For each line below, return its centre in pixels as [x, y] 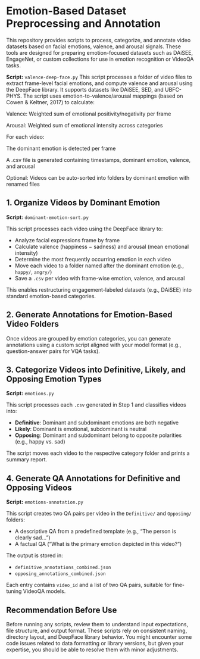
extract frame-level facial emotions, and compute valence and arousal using [99, 83]
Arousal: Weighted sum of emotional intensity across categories [85, 125]
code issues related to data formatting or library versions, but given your [95, 643]
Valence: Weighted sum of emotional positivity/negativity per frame [89, 114]
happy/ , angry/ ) [33, 271]
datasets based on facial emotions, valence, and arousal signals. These [94, 46]
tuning [14, 591]
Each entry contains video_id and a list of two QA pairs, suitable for [89, 585]
